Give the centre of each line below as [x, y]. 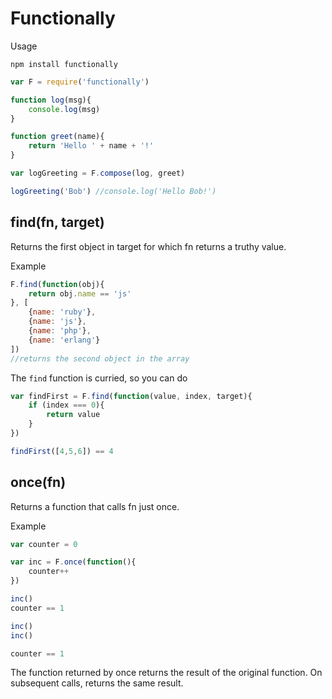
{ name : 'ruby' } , [62, 312]
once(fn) [38, 482]
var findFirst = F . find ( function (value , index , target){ [131, 396]
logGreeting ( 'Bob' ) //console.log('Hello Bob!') [113, 191]
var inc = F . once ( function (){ [73, 562]
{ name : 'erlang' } [64, 340]
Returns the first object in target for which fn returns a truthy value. [148, 246]
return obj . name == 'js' [80, 293]
